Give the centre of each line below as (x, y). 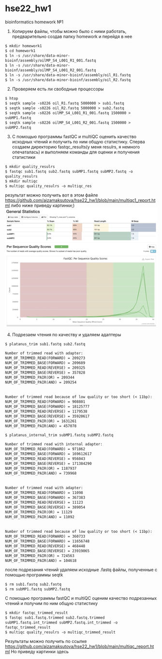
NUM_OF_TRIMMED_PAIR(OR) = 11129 (39, 512)
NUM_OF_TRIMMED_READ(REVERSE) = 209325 (45, 368)
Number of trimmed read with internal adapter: (54, 445)
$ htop (12, 98)
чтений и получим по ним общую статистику (52, 603)
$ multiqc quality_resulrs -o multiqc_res (48, 186)
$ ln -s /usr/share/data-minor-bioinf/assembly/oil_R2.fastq (68, 80)
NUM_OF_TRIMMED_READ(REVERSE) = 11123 (44, 503)
